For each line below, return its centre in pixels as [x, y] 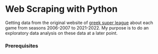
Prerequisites [22, 46]
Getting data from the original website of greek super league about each [79, 23]
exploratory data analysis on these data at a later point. [61, 33]
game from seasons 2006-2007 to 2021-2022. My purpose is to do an [77, 27]
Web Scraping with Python [61, 9]
